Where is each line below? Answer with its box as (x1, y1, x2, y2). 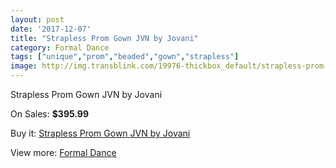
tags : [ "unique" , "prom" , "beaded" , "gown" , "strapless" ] (10, 52, 240, 62)
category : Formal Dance (10, 42, 110, 53)
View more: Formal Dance (10, 147, 117, 158)
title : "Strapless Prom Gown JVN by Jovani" (10, 33, 199, 43)
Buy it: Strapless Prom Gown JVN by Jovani (10, 127, 191, 139)
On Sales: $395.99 (10, 108, 90, 120)
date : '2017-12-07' (10, 24, 92, 34)
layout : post (10, 14, 65, 25)
